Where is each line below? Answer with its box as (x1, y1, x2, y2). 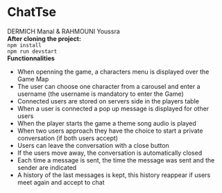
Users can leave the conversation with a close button (17, 141, 170, 149)
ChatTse (7, 4, 57, 20)
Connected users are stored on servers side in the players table (17, 96, 200, 105)
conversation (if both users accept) (17, 133, 119, 142)
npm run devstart (7, 48, 58, 55)
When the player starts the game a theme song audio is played (17, 119, 196, 127)
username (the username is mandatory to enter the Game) (17, 90, 184, 98)
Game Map (17, 74, 49, 83)
